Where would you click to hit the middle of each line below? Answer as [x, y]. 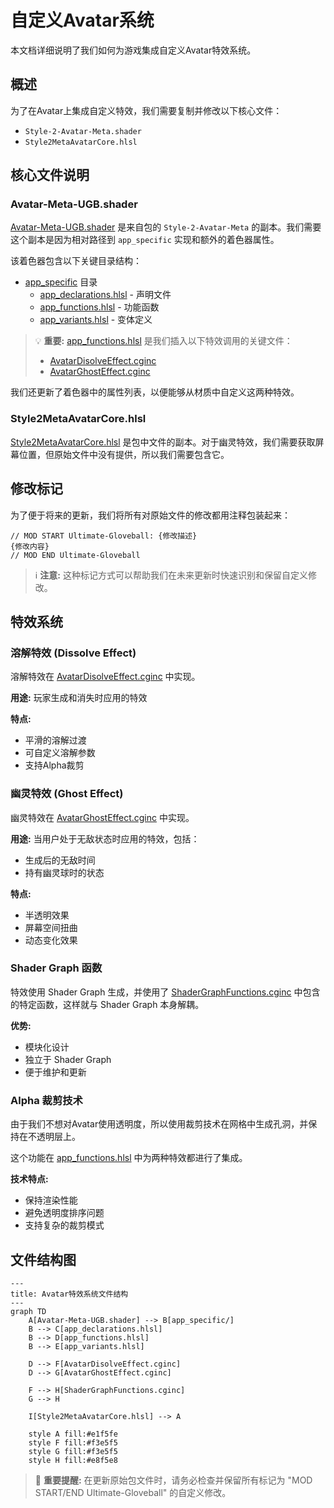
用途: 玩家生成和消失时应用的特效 [79, 698]
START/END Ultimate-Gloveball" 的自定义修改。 [133, 1492]
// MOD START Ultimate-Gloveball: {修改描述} [104, 536]
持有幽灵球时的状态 [64, 872]
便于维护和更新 [55, 1072]
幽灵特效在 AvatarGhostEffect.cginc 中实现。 [102, 817]
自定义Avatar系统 [82, 20]
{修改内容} [30, 546]
